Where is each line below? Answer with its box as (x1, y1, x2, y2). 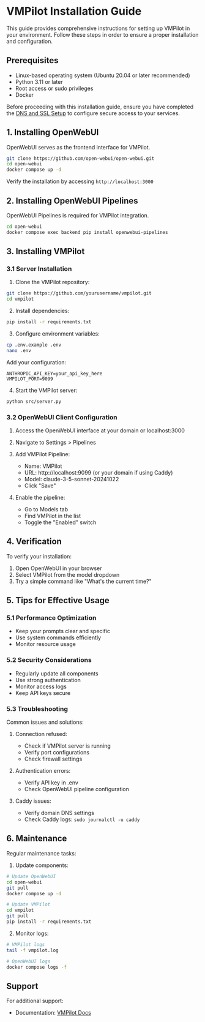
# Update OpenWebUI (6, 873, 56, 879)
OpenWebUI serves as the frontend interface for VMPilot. (6, 143, 151, 151)
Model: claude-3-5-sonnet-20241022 (24, 475, 119, 483)
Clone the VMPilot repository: (15, 279, 90, 286)
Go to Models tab (24, 505, 69, 513)
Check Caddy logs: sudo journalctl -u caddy (24, 816, 140, 823)
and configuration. (6, 37, 53, 45)
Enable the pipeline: (15, 494, 65, 501)
